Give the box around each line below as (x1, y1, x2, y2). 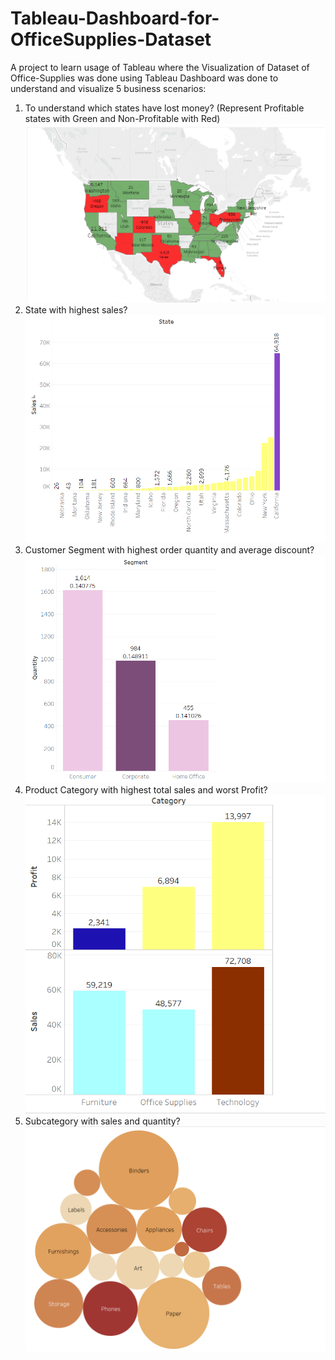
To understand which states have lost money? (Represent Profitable (24, 102, 305, 114)
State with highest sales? (24, 303, 128, 316)
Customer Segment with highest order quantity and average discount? (24, 544, 315, 556)
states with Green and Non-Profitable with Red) (24, 112, 221, 124)
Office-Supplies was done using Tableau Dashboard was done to (10, 72, 279, 84)
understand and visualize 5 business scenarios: (10, 82, 207, 94)
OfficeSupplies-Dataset (10, 28, 212, 51)
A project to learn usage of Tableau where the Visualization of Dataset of (10, 61, 310, 73)
